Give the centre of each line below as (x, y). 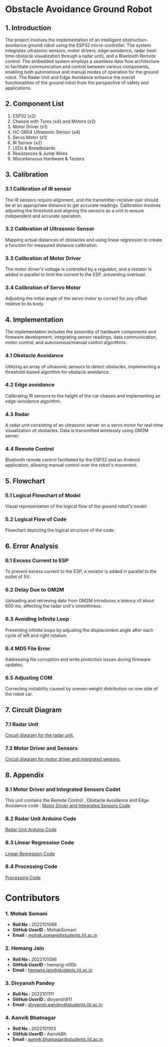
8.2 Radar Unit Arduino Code (41, 819)
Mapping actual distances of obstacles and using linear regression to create (83, 239)
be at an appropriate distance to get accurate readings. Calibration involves (83, 205)
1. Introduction (28, 28)
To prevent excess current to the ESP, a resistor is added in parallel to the (81, 572)
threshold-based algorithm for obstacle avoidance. (58, 372)
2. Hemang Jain (25, 948)
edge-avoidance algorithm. (33, 401)
